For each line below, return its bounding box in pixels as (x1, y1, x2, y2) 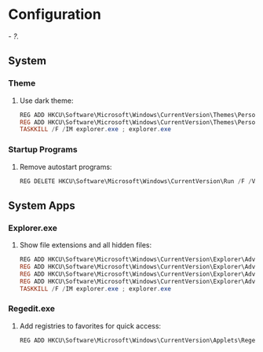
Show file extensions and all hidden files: (19, 240, 152, 250)
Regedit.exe (8, 303, 55, 314)
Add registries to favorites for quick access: (19, 321, 162, 331)
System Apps (8, 199, 76, 212)
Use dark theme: (19, 96, 74, 105)
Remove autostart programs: (19, 162, 112, 171)
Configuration (8, 5, 102, 24)
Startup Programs (8, 144, 78, 155)
